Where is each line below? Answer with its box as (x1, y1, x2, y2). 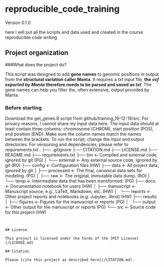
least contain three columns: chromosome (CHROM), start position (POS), (5, 126, 154, 132)
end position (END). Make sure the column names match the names (5, 131, 141, 137)
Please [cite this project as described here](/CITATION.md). (5, 258, 135, 263)
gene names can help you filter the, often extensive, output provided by (5, 87, 149, 93)
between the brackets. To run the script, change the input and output (5, 136, 144, 142)
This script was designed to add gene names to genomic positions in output (5, 71, 159, 77)
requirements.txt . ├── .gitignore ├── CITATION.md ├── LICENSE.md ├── (5, 147, 158, 153)
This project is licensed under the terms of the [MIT (5, 236, 119, 241)
